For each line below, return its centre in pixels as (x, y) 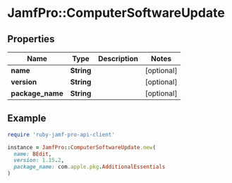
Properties (31, 39)
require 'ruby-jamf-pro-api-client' (61, 134)
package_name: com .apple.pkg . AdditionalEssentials (90, 167)
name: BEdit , (33, 154)
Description (118, 59)
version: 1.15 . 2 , (39, 160)
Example (27, 119)
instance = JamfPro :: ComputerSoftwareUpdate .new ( (82, 147)
